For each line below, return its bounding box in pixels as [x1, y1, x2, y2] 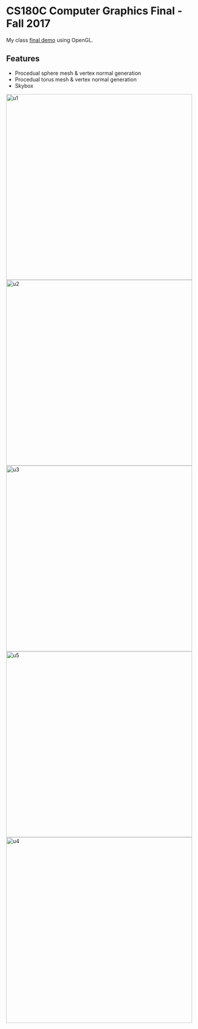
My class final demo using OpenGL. [6, 36, 93, 43]
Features [6, 54, 40, 64]
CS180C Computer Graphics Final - [6, 4, 183, 18]
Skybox [14, 82, 34, 89]
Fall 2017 [6, 17, 51, 30]
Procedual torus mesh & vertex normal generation [14, 75, 137, 83]
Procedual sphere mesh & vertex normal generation [14, 70, 142, 77]
